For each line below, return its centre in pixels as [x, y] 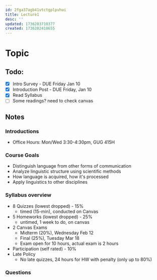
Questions [18, 272]
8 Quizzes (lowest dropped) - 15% [48, 206]
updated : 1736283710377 [30, 24]
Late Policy [24, 254]
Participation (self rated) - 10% [44, 248]
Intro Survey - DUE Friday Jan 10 [46, 84]
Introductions [22, 131]
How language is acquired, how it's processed [61, 177]
